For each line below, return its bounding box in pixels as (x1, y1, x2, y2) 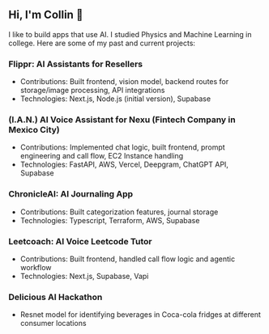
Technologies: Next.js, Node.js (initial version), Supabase (19, 94, 211, 104)
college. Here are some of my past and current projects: (8, 38, 196, 48)
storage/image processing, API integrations (19, 86, 165, 95)
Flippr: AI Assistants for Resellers (8, 58, 143, 70)
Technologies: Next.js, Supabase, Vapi (19, 272, 149, 281)
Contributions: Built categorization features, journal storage (19, 207, 219, 217)
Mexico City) (8, 125, 61, 136)
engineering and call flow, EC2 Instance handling (19, 151, 184, 161)
